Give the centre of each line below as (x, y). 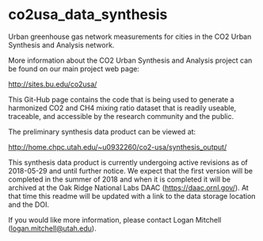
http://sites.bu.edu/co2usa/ (53, 84)
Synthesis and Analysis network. (61, 44)
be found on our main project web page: (74, 68)
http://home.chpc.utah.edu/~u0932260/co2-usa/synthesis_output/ (118, 147)
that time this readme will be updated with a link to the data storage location (132, 196)
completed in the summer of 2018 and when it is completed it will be (120, 179)
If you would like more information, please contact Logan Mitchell (115, 220)
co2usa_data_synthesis (88, 15)
